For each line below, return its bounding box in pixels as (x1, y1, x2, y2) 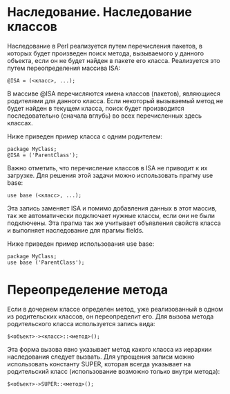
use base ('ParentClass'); (7, 259, 85, 266)
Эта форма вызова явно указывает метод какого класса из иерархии (7, 345, 212, 353)
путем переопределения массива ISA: (7, 64, 121, 72)
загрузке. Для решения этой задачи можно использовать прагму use (7, 171, 213, 179)
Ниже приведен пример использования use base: (7, 240, 155, 248)
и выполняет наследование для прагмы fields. (7, 226, 144, 234)
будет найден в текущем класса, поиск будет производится (7, 104, 184, 112)
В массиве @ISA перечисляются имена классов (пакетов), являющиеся (7, 89, 221, 98)
